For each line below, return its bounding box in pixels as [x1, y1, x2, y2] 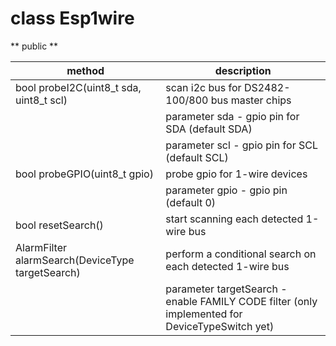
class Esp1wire [10, 7, 135, 30]
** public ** [10, 40, 59, 52]
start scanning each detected [165, 212, 304, 226]
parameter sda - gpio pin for [165, 109, 300, 123]
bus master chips [210, 93, 292, 107]
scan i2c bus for [165, 80, 242, 94]
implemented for [165, 307, 243, 321]
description [214, 63, 272, 77]
